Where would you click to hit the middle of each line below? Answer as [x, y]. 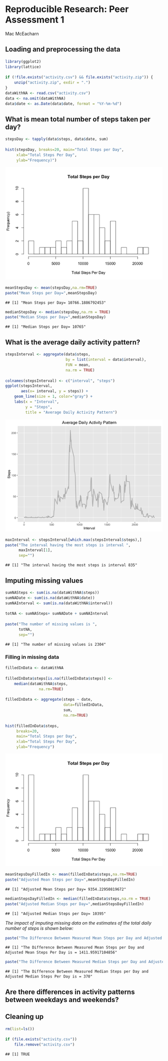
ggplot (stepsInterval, [29, 386]
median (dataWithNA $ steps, [41, 684]
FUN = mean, [78, 365]
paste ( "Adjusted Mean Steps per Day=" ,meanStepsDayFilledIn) [70, 880]
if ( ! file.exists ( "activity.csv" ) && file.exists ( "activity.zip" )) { [79, 77]
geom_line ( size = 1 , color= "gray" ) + [53, 397]
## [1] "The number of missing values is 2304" [56, 644]
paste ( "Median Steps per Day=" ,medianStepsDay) [56, 317]
